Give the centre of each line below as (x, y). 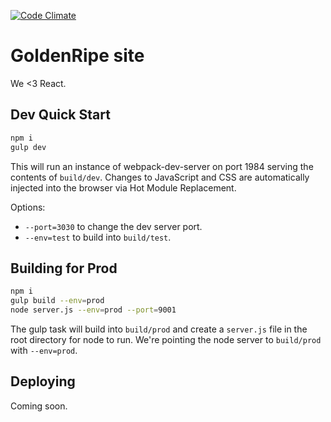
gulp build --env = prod (57, 301)
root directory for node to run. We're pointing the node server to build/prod (166, 339)
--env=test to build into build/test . (98, 237)
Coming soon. (39, 406)
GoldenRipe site (77, 56)
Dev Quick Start (60, 115)
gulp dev (28, 147)
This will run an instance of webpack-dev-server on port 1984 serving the (162, 166)
